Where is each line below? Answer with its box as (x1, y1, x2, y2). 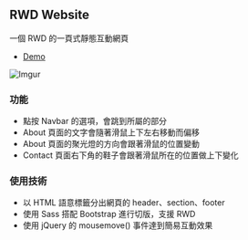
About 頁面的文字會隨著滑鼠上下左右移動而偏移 (22, 127, 201, 138)
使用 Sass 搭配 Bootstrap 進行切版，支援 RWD (22, 209, 196, 220)
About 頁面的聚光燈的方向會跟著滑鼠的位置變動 (22, 139, 201, 150)
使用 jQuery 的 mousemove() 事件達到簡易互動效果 (22, 220, 213, 231)
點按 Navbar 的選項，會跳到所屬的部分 (22, 116, 167, 127)
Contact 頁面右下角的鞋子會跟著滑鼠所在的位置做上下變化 (22, 150, 239, 161)
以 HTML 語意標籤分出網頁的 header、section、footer (22, 197, 225, 208)
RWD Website (9, 7, 89, 23)
